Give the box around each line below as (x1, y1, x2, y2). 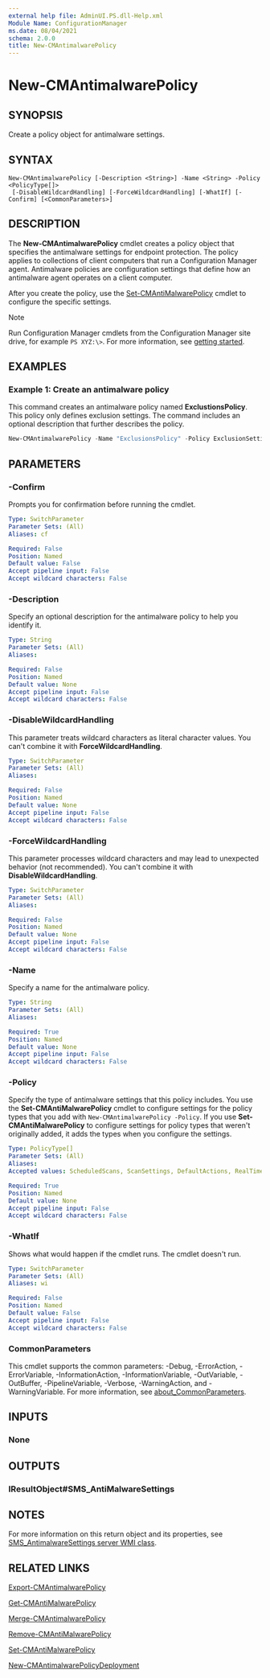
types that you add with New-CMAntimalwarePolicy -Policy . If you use (8, 1112, 237, 1122)
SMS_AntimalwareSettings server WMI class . (8, 1538, 157, 1548)
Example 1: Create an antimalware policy (8, 384, 170, 395)
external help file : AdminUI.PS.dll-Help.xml (8, 11, 163, 20)
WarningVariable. (8, 1387, 66, 1396)
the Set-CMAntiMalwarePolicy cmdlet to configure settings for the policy (8, 1104, 253, 1113)
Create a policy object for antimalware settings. (8, 130, 165, 139)
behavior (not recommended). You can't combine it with (8, 862, 194, 871)
